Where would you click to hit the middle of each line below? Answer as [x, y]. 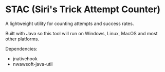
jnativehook [25, 58]
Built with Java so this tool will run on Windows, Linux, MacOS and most [81, 33]
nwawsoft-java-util [33, 64]
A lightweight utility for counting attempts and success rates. [70, 23]
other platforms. [22, 39]
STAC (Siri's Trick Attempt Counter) [83, 9]
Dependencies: [21, 49]
